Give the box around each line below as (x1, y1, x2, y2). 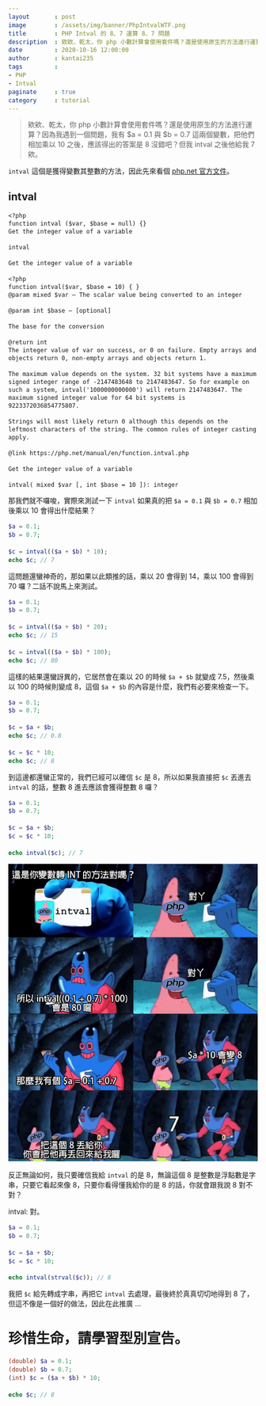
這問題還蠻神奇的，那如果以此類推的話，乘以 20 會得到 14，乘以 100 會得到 (8, 571, 254, 581)
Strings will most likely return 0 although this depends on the (8, 418, 228, 426)
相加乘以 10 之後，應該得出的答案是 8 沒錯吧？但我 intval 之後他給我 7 (27, 139, 256, 150)
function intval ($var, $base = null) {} (8, 220, 147, 228)
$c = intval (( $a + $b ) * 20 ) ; (8, 623, 108, 631)
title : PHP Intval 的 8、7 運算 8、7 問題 (8, 29, 170, 37)
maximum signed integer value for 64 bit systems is (8, 394, 186, 402)
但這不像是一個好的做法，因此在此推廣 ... (8, 1299, 142, 1309)
